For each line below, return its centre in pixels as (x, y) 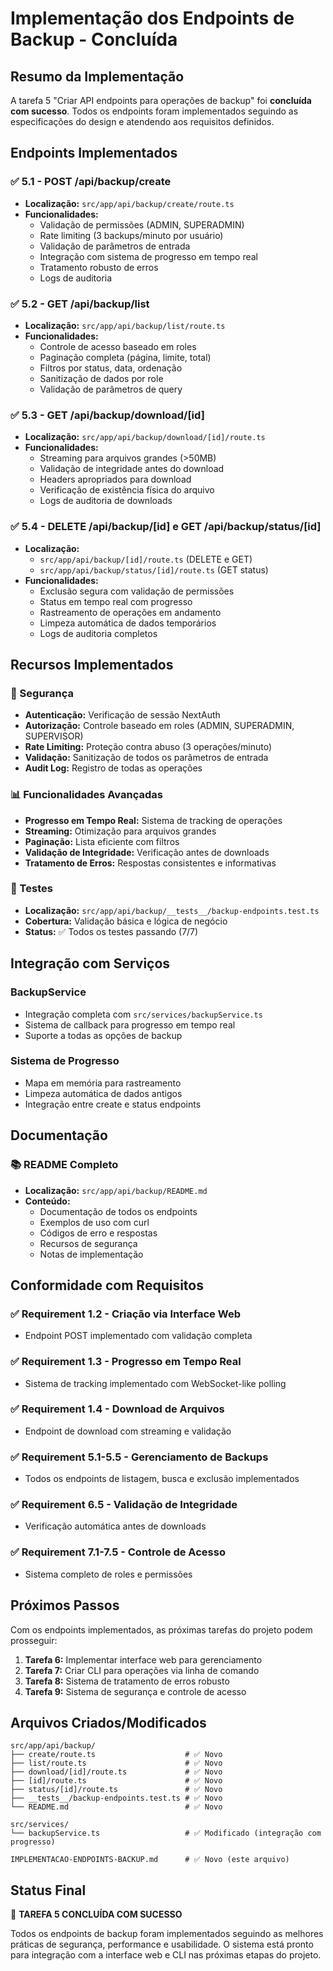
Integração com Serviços (90, 963)
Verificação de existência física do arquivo (127, 490)
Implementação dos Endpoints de (152, 18)
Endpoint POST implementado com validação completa (138, 1336)
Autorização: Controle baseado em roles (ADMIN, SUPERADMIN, (159, 726)
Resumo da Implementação (97, 76)
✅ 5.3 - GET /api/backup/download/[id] (107, 415)
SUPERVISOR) (54, 736)
